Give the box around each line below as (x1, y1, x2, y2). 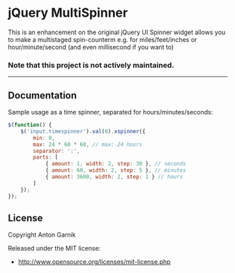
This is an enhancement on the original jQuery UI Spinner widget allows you (8, 28, 226, 36)
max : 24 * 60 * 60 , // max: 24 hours (33, 141, 143, 148)
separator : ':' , (33, 147, 80, 154)
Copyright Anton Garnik (8, 230, 76, 239)
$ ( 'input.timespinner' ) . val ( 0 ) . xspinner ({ (20, 128, 146, 135)
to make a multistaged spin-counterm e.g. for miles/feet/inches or (8, 35, 197, 43)
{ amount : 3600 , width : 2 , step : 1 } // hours (45, 173, 183, 181)
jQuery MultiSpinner (8, 5, 128, 21)
